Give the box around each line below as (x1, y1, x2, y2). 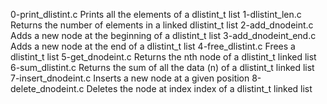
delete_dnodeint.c (10, 83, 85, 94)
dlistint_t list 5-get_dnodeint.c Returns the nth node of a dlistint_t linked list (10, 51, 317, 63)
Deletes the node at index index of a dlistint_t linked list (86, 83, 313, 94)
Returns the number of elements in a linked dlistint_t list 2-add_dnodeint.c (10, 19, 314, 31)
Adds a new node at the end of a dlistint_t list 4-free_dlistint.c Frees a (10, 40, 296, 52)
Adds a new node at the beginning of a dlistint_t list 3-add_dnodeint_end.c (10, 30, 317, 41)
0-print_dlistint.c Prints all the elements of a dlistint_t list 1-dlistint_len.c (10, 9, 302, 20)
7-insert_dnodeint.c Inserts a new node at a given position (10, 72, 250, 84)
